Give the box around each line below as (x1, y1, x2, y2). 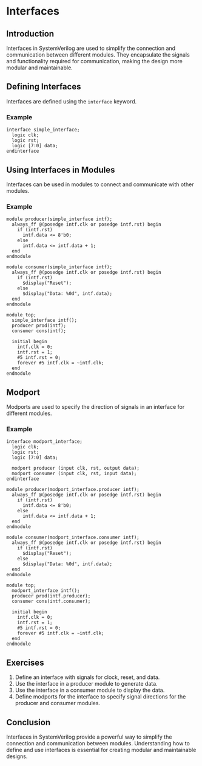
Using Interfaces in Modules (6, 164, 115, 175)
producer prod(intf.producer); (12, 593, 91, 599)
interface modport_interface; (6, 439, 83, 445)
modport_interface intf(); (12, 588, 80, 594)
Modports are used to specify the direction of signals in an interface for (6, 403, 185, 411)
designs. (6, 753, 28, 760)
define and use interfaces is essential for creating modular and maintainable (6, 746, 197, 753)
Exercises (6, 657, 44, 667)
